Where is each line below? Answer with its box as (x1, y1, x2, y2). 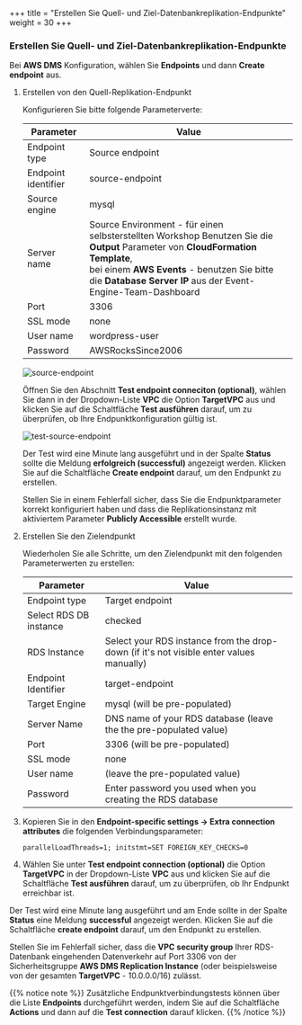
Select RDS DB (26, 609, 90, 621)
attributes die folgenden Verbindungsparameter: (22, 826, 204, 837)
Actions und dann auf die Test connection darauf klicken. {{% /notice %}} (9, 1007, 286, 1018)
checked (104, 615, 142, 628)
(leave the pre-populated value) (104, 768, 241, 780)
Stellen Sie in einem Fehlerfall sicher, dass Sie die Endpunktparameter (22, 495, 281, 505)
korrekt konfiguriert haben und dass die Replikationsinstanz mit (22, 504, 257, 515)
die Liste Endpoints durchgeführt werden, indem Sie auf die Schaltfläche (9, 997, 280, 1008)
